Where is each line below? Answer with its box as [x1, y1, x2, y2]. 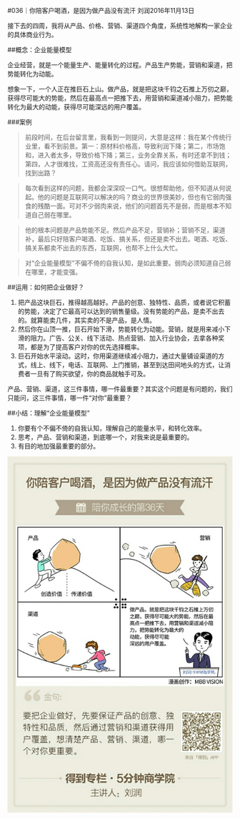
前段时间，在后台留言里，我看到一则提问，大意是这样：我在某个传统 [24, 133, 226, 141]
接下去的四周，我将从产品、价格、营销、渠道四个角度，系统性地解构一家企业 [7, 21, 233, 30]
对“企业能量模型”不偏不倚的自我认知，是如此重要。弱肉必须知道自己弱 [24, 259, 231, 267]
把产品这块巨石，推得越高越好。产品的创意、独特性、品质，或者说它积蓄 [17, 298, 231, 306]
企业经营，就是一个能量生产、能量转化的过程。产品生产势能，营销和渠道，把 [7, 61, 233, 69]
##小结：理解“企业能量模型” [7, 409, 91, 417]
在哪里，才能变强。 [24, 268, 82, 276]
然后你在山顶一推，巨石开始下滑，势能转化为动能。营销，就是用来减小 [17, 325, 225, 333]
